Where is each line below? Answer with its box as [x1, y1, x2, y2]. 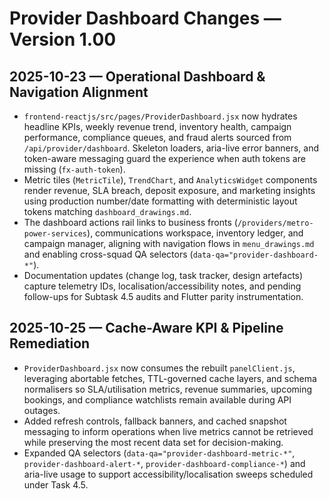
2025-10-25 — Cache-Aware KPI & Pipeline [9, 320, 284, 337]
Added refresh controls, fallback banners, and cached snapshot [23, 415, 287, 427]
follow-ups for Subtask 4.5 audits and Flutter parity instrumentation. [23, 291, 304, 302]
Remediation [9, 335, 91, 352]
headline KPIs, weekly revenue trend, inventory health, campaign [23, 121, 292, 132]
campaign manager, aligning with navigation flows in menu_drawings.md [23, 238, 315, 249]
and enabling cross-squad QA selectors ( [23, 248, 194, 260]
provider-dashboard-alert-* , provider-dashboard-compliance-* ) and [23, 457, 306, 469]
